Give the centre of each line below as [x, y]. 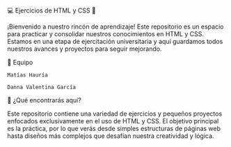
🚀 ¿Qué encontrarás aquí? [44, 100]
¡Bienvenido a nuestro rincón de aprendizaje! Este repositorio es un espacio [115, 26]
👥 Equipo [20, 62]
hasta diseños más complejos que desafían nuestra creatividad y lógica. [111, 136]
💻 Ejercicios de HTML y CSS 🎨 [51, 10]
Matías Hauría [28, 75]
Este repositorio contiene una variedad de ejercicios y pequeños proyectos [115, 114]
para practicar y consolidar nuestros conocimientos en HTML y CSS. [105, 34]
